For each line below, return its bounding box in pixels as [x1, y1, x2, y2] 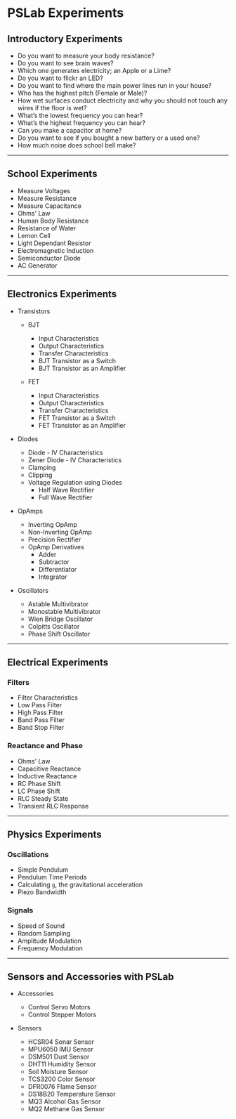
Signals [7, 905, 34, 915]
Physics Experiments [7, 829, 102, 840]
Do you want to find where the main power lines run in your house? [17, 81, 212, 89]
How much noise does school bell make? [17, 141, 136, 149]
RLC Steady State [17, 794, 69, 802]
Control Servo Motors [27, 1003, 91, 1012]
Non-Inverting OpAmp [27, 528, 93, 536]
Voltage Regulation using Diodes [27, 478, 123, 486]
